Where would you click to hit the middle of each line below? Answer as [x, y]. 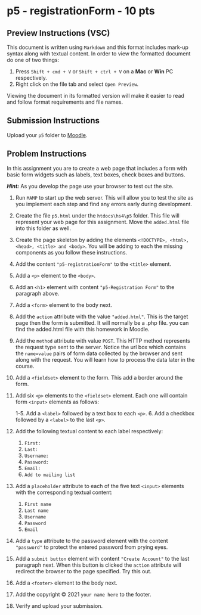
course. [25, 366]
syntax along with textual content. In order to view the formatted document [99, 54]
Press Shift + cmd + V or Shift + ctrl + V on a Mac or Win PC [94, 72]
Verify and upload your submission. [59, 605]
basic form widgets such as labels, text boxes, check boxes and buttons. [96, 175]
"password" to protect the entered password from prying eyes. [92, 547]
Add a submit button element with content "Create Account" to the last [102, 558]
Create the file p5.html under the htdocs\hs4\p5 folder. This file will [97, 215]
